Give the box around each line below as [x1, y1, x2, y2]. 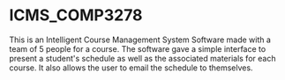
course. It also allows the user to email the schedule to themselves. [9, 62, 253, 73]
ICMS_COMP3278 [9, 5, 143, 25]
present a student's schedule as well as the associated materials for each [9, 53, 276, 63]
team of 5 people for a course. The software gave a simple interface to [9, 43, 266, 54]
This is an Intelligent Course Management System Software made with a [9, 34, 272, 45]
